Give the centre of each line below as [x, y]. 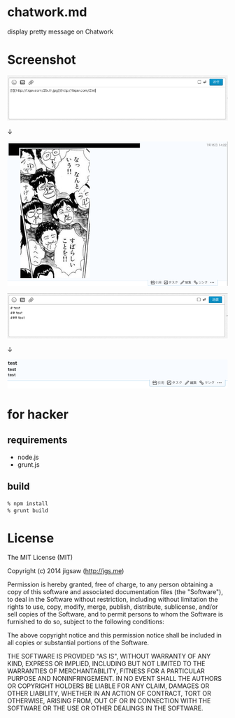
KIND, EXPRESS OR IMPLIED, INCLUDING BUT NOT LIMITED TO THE [106, 664]
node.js [28, 457]
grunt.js [28, 464]
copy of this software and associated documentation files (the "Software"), [115, 592]
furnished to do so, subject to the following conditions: [86, 622]
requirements [37, 441]
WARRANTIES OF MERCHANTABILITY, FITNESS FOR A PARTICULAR [106, 671]
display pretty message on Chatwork [60, 31]
